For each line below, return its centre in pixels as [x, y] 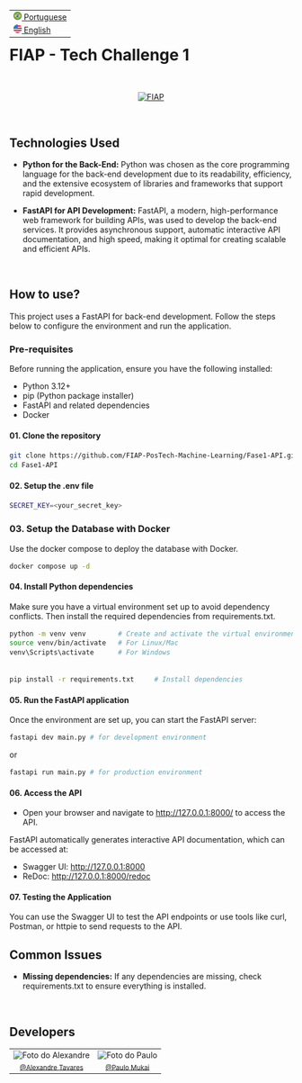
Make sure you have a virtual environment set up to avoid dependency [140, 606]
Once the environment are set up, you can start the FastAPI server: [133, 720]
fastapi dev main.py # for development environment [108, 738]
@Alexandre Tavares [51, 1068]
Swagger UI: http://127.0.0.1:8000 [84, 867]
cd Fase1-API [34, 465]
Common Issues [56, 955]
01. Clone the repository [55, 435]
